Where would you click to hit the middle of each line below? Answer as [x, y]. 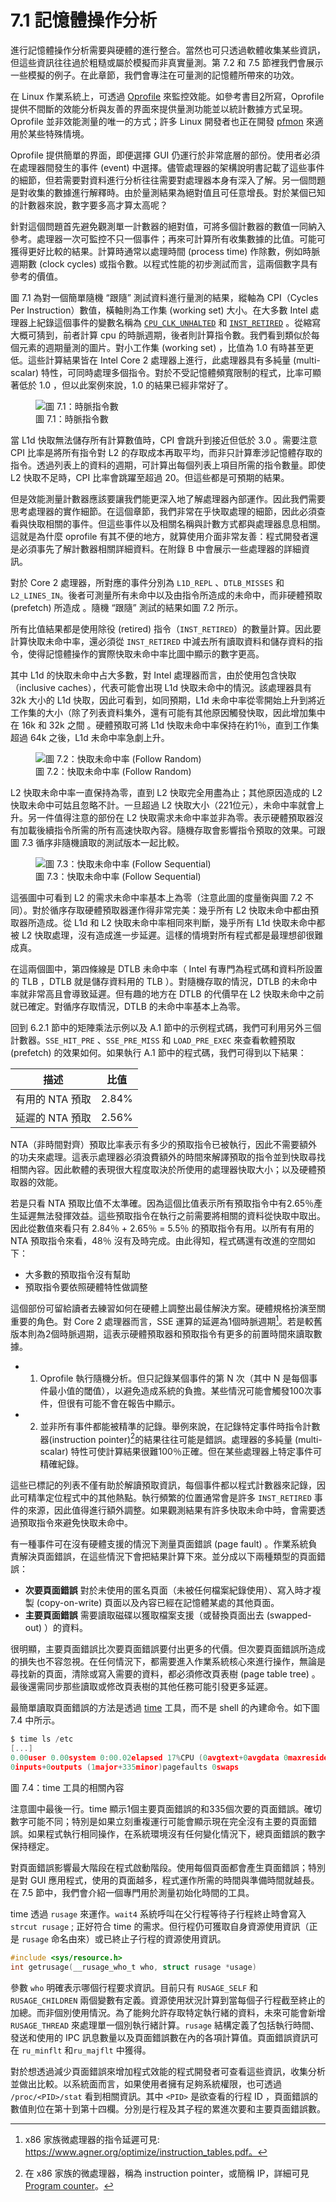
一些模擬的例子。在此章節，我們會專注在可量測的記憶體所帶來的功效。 [155, 75]
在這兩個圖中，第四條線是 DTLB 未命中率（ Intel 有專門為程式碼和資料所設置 [166, 968]
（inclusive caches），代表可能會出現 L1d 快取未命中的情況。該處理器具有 [161, 687]
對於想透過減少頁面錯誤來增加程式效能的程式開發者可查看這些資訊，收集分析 [168, 2071]
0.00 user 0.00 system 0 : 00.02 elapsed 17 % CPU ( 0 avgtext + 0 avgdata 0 [149, 1758]
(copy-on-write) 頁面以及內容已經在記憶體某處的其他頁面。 [158, 1603]
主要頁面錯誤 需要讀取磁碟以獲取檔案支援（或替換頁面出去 [144, 1615]
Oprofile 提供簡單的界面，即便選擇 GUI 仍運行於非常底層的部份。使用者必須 [165, 155]
